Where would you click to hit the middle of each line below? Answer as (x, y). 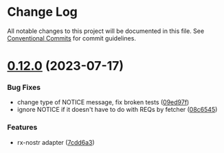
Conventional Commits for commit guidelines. (71, 38)
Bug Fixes (24, 88)
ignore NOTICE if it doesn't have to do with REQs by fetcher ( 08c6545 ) (117, 110)
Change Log (42, 12)
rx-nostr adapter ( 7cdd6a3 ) (56, 142)
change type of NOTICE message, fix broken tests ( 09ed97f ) (103, 102)
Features (22, 128)
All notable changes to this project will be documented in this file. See (106, 31)
